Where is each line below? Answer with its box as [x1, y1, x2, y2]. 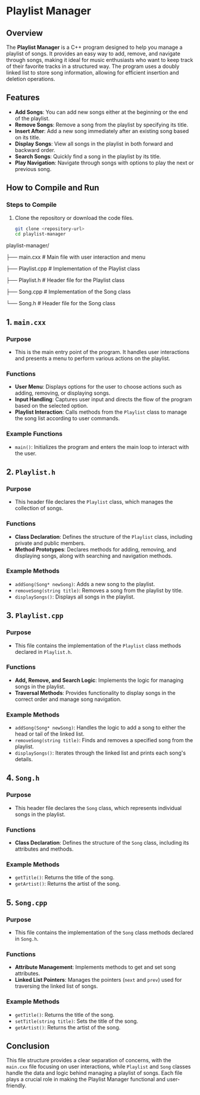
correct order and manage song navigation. [14, 696, 122, 703]
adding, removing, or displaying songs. [14, 389, 111, 397]
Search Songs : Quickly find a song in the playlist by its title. [14, 153, 161, 160]
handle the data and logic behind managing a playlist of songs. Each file [6, 1069, 183, 1077]
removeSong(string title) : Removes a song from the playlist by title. [14, 587, 183, 594]
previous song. [14, 165, 52, 172]
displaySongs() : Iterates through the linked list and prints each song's [14, 749, 186, 756]
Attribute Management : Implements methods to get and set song [14, 964, 176, 971]
